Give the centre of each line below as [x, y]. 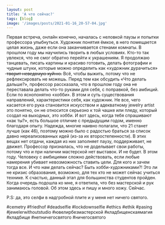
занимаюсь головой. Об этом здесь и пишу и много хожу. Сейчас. [76, 188]
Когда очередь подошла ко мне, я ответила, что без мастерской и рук [80, 183]
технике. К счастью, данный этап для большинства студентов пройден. [82, 178]
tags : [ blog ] [20, 19]
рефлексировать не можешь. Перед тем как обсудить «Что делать [76, 79]
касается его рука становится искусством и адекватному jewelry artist [81, 105]
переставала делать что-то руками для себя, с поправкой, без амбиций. [82, 90]
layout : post [20, 10]
